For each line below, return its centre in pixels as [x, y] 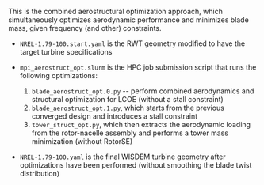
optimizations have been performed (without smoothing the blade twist [136, 165]
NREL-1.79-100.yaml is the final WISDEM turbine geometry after [122, 157]
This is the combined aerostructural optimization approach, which [116, 11]
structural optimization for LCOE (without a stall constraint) [127, 99]
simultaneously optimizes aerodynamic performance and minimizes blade [129, 20]
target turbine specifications [66, 52]
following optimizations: [58, 76]
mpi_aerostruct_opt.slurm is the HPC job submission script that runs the [138, 67]
